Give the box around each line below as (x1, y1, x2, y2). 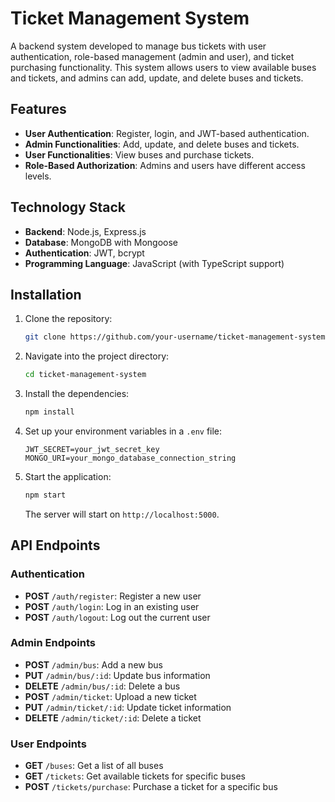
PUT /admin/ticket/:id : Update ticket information (24, 701, 232, 713)
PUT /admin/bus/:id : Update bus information (24, 669, 211, 681)
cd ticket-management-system (24, 370, 147, 380)
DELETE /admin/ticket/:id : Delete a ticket (24, 712, 202, 724)
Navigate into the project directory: (24, 350, 170, 362)
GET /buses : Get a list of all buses (24, 760, 164, 772)
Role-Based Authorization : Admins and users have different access (24, 159, 306, 171)
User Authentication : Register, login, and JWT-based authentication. (24, 127, 310, 139)
